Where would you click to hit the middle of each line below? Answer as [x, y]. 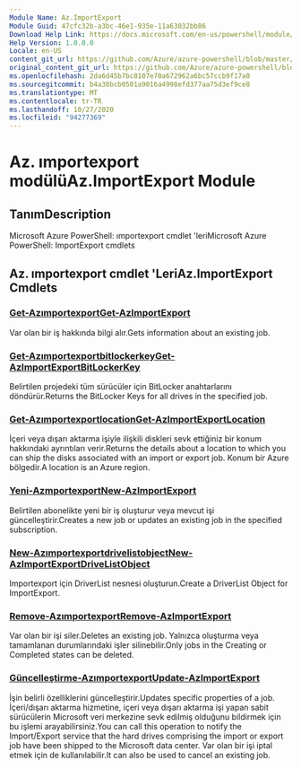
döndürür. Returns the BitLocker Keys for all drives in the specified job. [139, 397]
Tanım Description [60, 214]
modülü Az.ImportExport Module [133, 181]
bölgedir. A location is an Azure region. [80, 468]
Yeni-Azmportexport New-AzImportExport [103, 491]
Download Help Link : [48, 34]
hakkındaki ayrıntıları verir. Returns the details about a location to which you [148, 449]
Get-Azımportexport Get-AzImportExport [100, 313]
